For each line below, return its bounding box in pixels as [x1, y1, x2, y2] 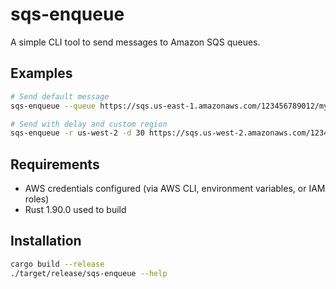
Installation [10, 233, 82, 250]
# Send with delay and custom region [10, 119, 168, 129]
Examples [10, 65, 73, 82]
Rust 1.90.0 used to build [24, 204, 127, 216]
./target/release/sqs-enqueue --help [10, 268, 168, 278]
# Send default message [10, 91, 110, 102]
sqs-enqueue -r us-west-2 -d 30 [10, 128, 145, 138]
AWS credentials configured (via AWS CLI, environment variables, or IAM [24, 183, 326, 195]
